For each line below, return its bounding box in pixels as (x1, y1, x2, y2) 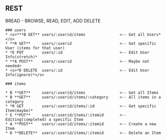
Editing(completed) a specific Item (5, 117, 83, 122)
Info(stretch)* (5, 54, 38, 59)
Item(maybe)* (5, 108, 33, 113)
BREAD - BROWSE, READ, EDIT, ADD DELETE (5, 17, 101, 24)
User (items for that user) (5, 45, 65, 51)
